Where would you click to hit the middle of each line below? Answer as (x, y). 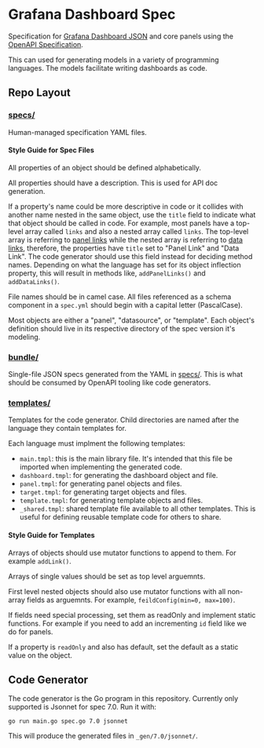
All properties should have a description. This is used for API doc (113, 183)
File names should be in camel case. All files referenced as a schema (120, 297)
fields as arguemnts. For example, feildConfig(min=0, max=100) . (131, 600)
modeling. (24, 337)
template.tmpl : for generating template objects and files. (111, 501)
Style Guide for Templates (52, 535)
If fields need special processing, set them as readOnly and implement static (132, 615)
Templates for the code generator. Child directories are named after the (124, 420)
